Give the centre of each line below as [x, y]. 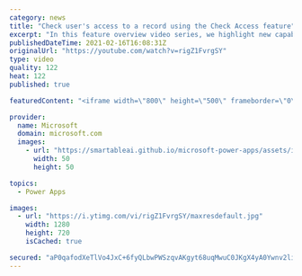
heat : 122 [28, 76]
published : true [40, 85]
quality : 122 [34, 68]
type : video [31, 59]
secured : [26, 257]
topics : [24, 183]
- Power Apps [42, 191]
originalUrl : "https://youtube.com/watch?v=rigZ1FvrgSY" [118, 51]
